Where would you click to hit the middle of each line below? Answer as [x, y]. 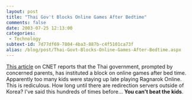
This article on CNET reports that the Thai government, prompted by [89, 66]
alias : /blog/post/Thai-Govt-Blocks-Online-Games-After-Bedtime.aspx [94, 50]
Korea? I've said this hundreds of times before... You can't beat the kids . [95, 91]
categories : [21, 34]
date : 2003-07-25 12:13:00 [39, 28]
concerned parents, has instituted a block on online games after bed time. [96, 73]
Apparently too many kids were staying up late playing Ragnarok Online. [94, 79]
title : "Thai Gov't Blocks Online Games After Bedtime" [76, 17]
